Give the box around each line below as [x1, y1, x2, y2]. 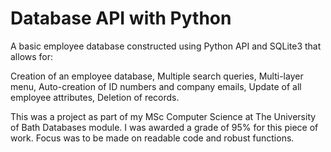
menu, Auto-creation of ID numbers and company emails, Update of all [10, 80, 302, 92]
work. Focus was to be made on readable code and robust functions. [10, 132, 295, 144]
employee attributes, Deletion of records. [10, 91, 180, 103]
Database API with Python [10, 7, 232, 30]
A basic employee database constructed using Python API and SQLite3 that [10, 40, 322, 52]
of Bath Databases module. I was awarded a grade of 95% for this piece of [10, 121, 319, 133]
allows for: [10, 50, 54, 62]
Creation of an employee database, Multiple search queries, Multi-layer [10, 70, 304, 82]
